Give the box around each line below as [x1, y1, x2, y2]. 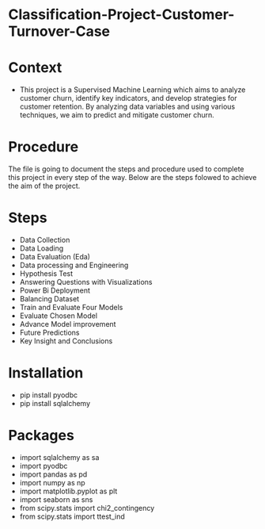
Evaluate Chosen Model [19, 311, 97, 320]
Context [8, 59, 62, 77]
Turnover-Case [8, 22, 111, 40]
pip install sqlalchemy [19, 398, 91, 408]
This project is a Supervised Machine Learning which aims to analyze [19, 85, 246, 94]
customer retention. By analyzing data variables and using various [19, 102, 236, 112]
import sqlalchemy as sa [19, 452, 100, 462]
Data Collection [19, 236, 70, 244]
